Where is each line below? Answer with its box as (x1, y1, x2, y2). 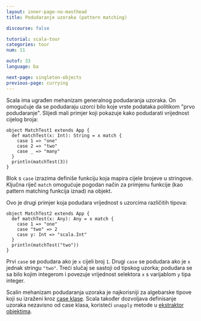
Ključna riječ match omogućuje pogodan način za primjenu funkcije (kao (6, 181, 183, 188)
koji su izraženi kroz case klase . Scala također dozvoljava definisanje (6, 295, 177, 302)
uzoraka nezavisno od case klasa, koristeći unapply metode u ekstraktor (6, 301, 184, 308)
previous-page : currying (6, 80, 68, 86)
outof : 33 (6, 58, 31, 64)
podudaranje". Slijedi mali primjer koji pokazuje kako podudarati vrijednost (6, 109, 190, 116)
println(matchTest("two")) (11, 242, 79, 248)
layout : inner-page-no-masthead (6, 8, 87, 15)
